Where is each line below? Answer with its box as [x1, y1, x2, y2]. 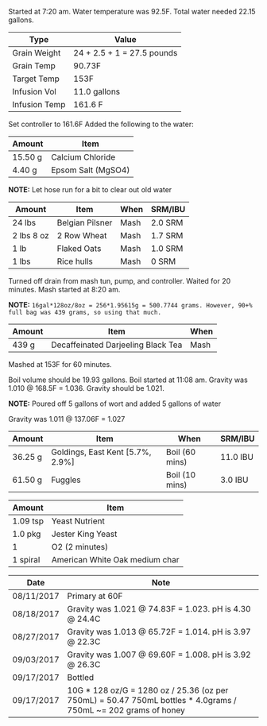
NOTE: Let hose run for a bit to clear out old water [8, 185, 172, 194]
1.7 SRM [150, 230, 184, 241]
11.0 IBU [220, 452, 254, 462]
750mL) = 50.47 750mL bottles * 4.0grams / [67, 695, 237, 705]
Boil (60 [165, 446, 196, 458]
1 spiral [12, 554, 41, 565]
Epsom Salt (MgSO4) [51, 164, 130, 176]
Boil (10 [165, 469, 196, 480]
